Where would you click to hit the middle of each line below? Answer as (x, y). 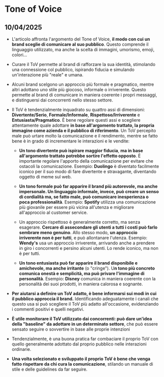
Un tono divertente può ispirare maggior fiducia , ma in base (81, 151)
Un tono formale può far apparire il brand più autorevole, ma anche (88, 186)
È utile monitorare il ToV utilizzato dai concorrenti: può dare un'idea (82, 319)
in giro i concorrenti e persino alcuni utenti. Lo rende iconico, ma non (89, 248)
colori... (19, 55)
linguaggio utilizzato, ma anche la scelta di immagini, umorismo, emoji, (83, 50)
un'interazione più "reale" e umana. (48, 75)
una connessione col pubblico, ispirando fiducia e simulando (73, 69)
